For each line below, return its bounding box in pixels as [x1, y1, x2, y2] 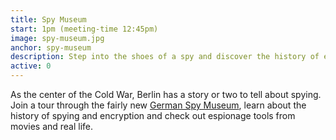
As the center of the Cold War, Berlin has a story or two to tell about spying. [10, 89, 322, 100]
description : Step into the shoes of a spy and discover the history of [10, 52, 320, 62]
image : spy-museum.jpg [10, 33, 105, 43]
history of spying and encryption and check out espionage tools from [10, 110, 296, 121]
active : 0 [10, 61, 52, 71]
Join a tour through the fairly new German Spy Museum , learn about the [10, 99, 307, 111]
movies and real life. [10, 121, 94, 132]
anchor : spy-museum [10, 42, 92, 53]
